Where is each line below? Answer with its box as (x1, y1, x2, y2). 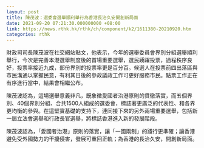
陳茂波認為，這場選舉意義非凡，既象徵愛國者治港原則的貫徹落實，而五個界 (6, 92, 192, 99)
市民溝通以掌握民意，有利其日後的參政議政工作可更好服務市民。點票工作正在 (6, 72, 198, 79)
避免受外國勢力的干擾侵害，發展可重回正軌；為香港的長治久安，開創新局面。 (6, 135, 198, 143)
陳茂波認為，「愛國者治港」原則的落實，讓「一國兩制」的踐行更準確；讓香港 (6, 128, 195, 135)
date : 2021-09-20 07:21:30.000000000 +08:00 (6, 20, 121, 26)
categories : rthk (6, 32, 50, 38)
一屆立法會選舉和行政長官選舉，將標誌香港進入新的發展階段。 (6, 115, 161, 122)
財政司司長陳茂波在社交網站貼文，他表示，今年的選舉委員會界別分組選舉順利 (6, 49, 198, 56)
